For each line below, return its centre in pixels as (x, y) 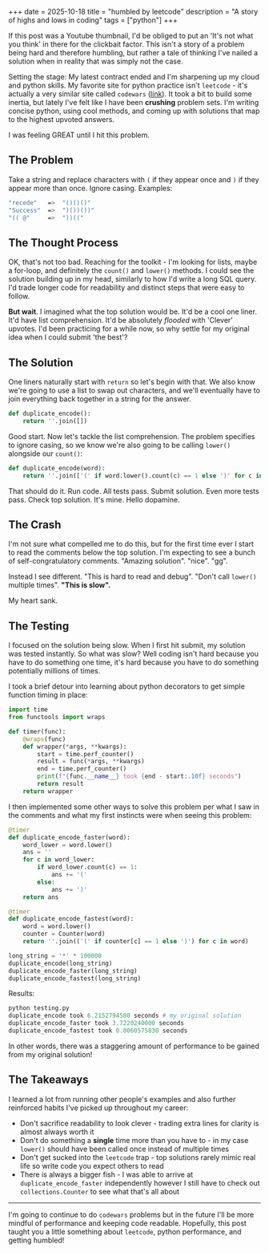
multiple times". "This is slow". (60, 585)
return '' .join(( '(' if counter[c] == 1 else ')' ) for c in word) (136, 942)
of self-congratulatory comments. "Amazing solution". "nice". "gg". (118, 561)
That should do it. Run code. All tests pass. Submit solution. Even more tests (134, 491)
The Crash (35, 525)
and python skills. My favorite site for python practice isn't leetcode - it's (128, 85)
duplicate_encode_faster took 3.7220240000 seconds (96, 1023)
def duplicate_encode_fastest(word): (71, 919)
